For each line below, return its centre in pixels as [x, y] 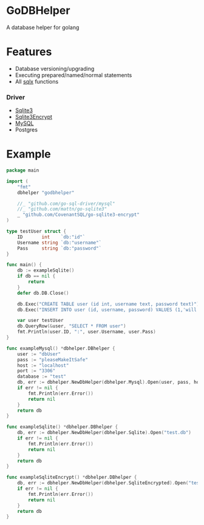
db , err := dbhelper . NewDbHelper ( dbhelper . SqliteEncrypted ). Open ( [103, 483]
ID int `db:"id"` [51, 237]
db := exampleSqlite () [46, 270]
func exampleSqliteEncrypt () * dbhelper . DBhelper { [72, 477]
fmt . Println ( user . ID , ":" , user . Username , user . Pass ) [87, 332]
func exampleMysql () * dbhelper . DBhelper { [61, 348]
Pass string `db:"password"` [59, 248]
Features [29, 52]
